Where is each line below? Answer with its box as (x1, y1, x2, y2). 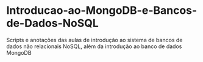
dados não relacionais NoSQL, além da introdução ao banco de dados (6, 43, 182, 50)
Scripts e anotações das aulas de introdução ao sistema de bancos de (6, 36, 183, 43)
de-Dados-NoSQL (6, 16, 99, 30)
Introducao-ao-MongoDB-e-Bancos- (6, 4, 198, 17)
